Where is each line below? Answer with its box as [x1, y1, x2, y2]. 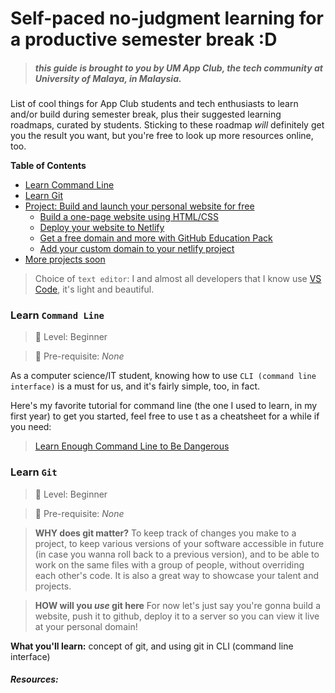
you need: [10, 421, 52, 433]
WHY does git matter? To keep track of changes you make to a [34, 527, 297, 539]
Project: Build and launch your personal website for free [24, 200, 255, 212]
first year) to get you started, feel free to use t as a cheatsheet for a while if [10, 410, 320, 422]
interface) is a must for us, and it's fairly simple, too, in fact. [10, 380, 260, 392]
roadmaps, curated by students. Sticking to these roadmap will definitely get [10, 119, 325, 131]
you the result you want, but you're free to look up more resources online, [10, 130, 314, 142]
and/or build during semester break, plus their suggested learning [10, 108, 282, 121]
